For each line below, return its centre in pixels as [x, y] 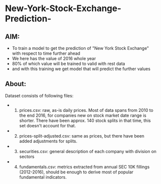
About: [16, 84]
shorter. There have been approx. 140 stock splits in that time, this [85, 120]
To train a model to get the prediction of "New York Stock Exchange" [80, 48]
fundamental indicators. [43, 177]
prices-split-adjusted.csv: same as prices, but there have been [82, 136]
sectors [27, 156]
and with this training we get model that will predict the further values [81, 69]
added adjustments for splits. [48, 141]
